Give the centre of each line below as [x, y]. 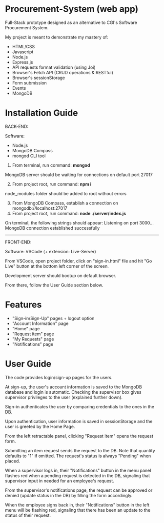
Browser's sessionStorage [39, 78]
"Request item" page [33, 334]
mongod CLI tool [29, 156]
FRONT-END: [18, 242]
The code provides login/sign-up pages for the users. [59, 377]
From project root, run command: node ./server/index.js [69, 213]
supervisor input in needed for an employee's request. [60, 481]
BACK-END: [17, 126]
